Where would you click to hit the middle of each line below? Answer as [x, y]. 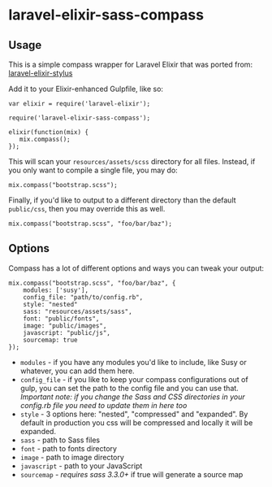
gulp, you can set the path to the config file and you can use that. [130, 388]
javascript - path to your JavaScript [81, 466]
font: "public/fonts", [61, 319]
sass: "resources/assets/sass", [78, 311]
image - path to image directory [72, 457]
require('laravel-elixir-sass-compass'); [80, 118]
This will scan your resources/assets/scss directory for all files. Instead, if [132, 161]
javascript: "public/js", [67, 333]
